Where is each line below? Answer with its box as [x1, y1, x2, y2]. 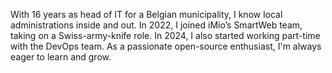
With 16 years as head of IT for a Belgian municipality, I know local [10, 9, 283, 20]
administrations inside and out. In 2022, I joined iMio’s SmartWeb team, [10, 19, 303, 31]
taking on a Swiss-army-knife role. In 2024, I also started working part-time [10, 30, 321, 41]
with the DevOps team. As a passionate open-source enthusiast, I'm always [10, 40, 322, 52]
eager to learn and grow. [10, 51, 112, 63]
